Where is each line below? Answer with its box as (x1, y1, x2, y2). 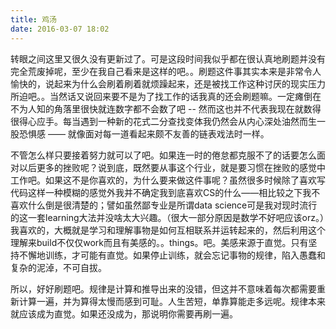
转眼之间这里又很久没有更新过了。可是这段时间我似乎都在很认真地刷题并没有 (10, 52, 326, 65)
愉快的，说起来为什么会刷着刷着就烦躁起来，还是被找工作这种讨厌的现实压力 (10, 77, 326, 90)
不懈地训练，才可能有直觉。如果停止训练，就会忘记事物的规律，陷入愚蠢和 (18, 249, 326, 261)
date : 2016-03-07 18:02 (10, 24, 110, 34)
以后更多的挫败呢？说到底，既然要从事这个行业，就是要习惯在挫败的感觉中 (18, 161, 326, 173)
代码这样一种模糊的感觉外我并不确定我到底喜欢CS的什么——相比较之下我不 (10, 186, 321, 198)
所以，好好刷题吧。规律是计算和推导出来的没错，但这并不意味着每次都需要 (10, 282, 317, 295)
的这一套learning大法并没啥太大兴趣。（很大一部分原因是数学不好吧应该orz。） (10, 211, 325, 223)
